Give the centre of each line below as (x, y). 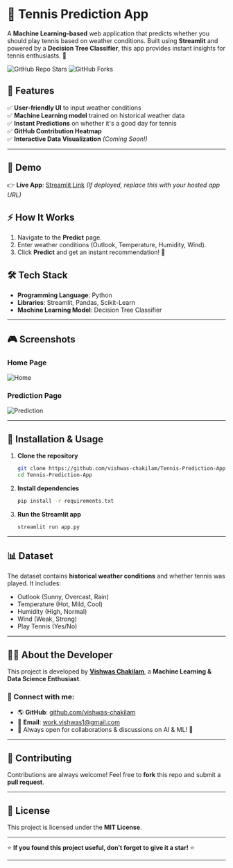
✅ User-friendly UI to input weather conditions (74, 108)
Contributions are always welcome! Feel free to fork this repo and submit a (114, 775)
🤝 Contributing (40, 758)
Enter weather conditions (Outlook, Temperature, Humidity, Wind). (112, 245)
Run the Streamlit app (49, 514)
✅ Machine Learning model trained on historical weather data (96, 115)
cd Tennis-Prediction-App (54, 475)
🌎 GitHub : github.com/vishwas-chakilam (76, 712)
